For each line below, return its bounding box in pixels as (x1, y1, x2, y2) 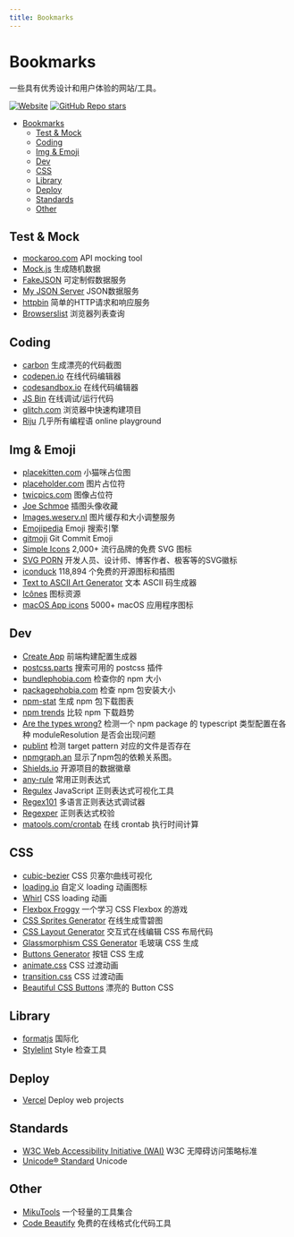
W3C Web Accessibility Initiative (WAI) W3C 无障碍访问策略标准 (21, 1146, 257, 1156)
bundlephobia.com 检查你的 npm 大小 (21, 673, 162, 684)
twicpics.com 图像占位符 (21, 490, 113, 499)
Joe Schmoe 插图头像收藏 (21, 500, 119, 511)
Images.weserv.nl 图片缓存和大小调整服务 (21, 512, 176, 522)
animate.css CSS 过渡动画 (21, 960, 119, 970)
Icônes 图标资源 (21, 588, 81, 599)
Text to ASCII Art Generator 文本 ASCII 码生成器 (21, 577, 197, 587)
